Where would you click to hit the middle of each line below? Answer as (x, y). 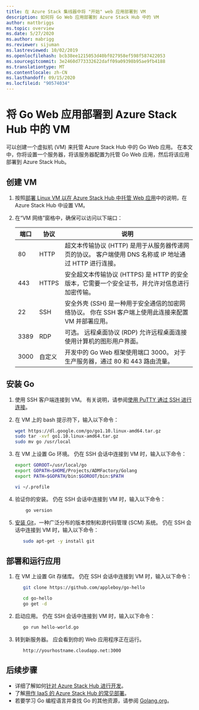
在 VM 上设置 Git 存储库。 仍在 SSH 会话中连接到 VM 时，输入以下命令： (103, 576)
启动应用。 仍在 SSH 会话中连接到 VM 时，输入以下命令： (85, 616)
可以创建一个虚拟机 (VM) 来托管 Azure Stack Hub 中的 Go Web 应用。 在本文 (99, 147)
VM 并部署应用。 (88, 321)
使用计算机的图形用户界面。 (103, 341)
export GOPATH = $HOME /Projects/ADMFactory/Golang (76, 471)
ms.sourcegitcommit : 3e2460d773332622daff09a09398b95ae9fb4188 (86, 61)
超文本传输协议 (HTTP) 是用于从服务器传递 (124, 245)
